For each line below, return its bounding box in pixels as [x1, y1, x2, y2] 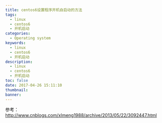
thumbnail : [5, 87, 28, 93]
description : [5, 59, 33, 64]
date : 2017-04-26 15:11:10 [5, 83, 62, 88]
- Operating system [10, 36, 51, 41]
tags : [5, 12, 17, 17]
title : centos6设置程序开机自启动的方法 [5, 7, 83, 13]
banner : [5, 92, 22, 97]
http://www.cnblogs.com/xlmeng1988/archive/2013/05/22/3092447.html [5, 112, 157, 118]
